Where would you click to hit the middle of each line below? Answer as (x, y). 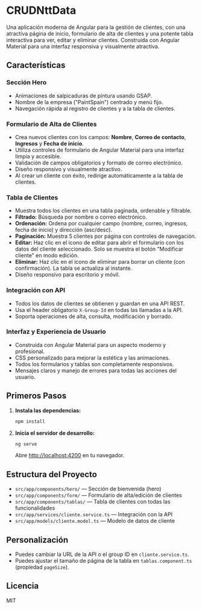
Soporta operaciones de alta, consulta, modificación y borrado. (94, 316)
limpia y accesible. (38, 156)
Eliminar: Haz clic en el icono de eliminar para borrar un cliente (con (100, 262)
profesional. (30, 351)
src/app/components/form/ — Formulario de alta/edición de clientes (98, 495)
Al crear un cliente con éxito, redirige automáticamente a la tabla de (99, 175)
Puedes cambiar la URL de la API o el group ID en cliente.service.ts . (102, 554)
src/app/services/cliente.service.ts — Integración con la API (94, 514)
